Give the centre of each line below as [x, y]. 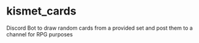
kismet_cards [41, 11]
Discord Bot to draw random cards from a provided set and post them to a [99, 28]
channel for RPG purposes [40, 34]
